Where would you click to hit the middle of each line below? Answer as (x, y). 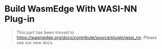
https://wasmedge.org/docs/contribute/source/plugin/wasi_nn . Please (87, 37)
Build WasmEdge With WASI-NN (71, 9)
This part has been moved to (45, 32)
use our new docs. (35, 42)
